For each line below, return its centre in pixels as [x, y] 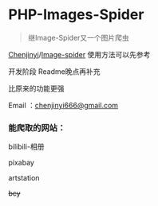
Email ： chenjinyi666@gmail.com [63, 105]
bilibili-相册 [26, 147]
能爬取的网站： [37, 127]
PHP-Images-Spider [76, 15]
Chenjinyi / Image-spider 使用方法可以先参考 [79, 54]
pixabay [21, 163]
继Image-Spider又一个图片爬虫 [78, 37]
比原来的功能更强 [36, 88]
